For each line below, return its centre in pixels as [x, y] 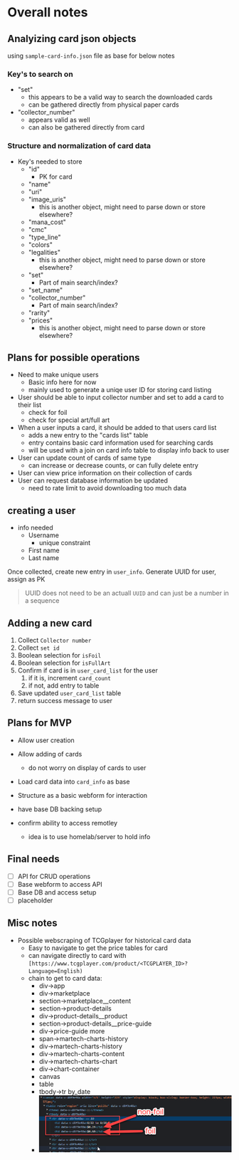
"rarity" [39, 312]
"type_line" [44, 237]
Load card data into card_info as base [74, 781]
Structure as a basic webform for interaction [83, 795]
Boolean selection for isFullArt [64, 663]
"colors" [41, 244]
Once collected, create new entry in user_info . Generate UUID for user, [112, 572]
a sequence [42, 601]
